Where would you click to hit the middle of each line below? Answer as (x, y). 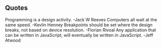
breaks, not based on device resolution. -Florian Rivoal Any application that (81, 30)
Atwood (13, 40)
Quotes (17, 8)
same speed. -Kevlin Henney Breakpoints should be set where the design (79, 25)
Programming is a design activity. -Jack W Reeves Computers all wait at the (81, 19)
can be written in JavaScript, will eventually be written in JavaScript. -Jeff (79, 35)
